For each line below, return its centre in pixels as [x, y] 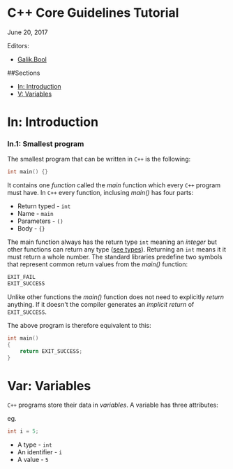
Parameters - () [40, 221]
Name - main [35, 214]
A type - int [35, 445]
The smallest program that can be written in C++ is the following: [99, 159]
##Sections [24, 73]
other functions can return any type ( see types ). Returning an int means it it [117, 250]
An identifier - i [40, 452]
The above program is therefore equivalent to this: [79, 326]
